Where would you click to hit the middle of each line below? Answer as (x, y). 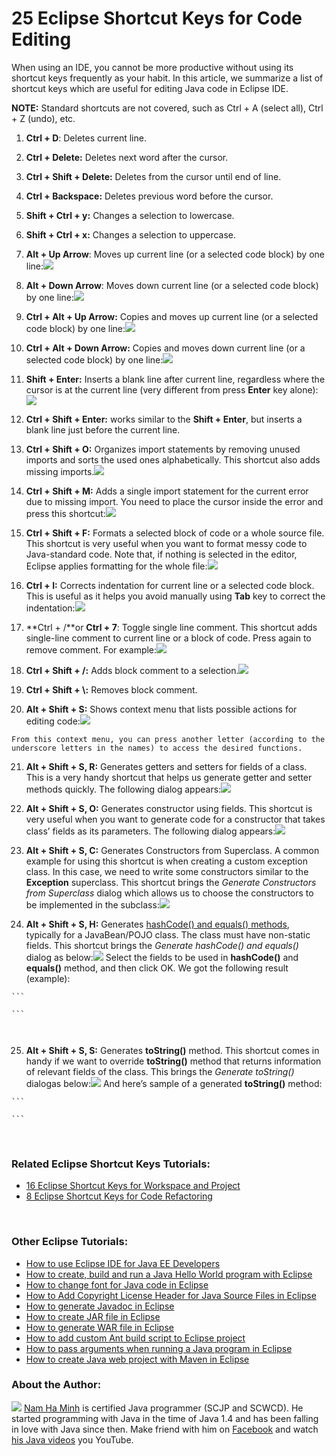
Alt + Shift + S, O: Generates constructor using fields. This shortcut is (169, 808)
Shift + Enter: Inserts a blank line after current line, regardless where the (175, 379)
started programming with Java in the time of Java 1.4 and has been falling (165, 1418)
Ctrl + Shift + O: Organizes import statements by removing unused (163, 449)
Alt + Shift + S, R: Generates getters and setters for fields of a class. (166, 766)
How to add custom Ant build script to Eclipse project (135, 1338)
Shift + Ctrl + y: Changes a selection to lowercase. (130, 215)
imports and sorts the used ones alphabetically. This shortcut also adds (173, 459)
